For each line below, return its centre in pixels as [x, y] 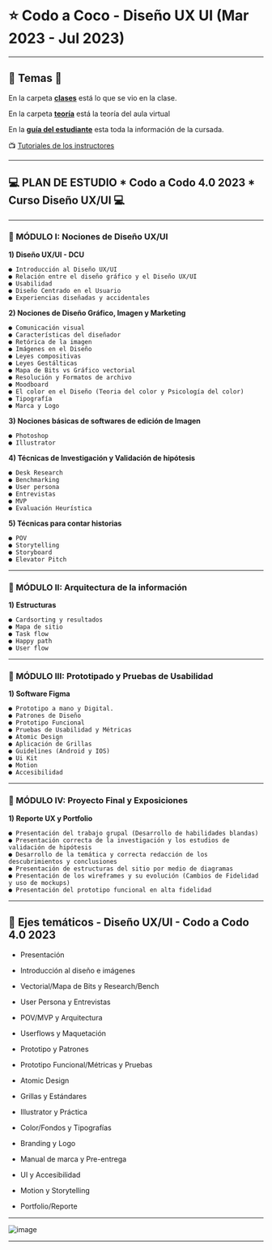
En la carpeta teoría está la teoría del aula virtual [89, 114]
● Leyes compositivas [45, 356]
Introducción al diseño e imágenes [78, 970]
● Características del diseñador [65, 335]
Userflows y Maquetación [63, 1033]
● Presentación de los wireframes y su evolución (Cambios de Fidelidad [134, 876]
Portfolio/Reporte [49, 1206]
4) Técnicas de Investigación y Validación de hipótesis [102, 457]
